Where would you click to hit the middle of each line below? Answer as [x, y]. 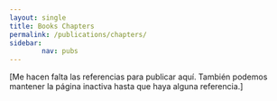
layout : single [38, 18]
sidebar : [26, 43]
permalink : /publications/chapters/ [78, 34]
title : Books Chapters [52, 26]
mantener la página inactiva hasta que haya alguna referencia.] [126, 87]
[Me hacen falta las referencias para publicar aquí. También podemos [138, 77]
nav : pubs [60, 51]
